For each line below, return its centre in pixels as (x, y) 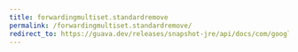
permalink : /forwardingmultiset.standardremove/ (101, 26)
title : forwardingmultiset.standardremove (89, 17)
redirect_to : (33, 33)
